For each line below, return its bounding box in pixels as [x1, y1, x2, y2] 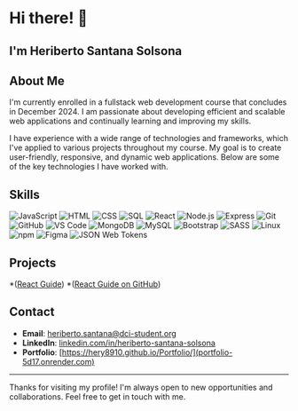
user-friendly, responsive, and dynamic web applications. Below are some [9, 152, 279, 162]
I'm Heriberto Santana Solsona [9, 43, 183, 59]
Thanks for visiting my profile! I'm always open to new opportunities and [9, 382, 273, 392]
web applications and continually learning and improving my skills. [9, 115, 252, 127]
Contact [9, 304, 55, 320]
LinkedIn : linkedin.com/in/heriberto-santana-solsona [21, 337, 216, 348]
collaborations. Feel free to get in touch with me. [9, 391, 186, 402]
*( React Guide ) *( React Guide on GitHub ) [9, 279, 161, 289]
